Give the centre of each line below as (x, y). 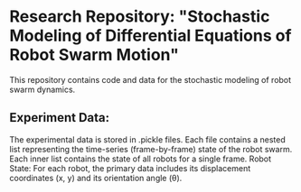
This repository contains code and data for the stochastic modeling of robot (150, 79)
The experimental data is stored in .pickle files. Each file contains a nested (148, 139)
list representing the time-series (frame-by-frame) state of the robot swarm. (151, 149)
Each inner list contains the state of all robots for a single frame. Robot (141, 159)
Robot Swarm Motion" (94, 55)
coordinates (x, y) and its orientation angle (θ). (96, 178)
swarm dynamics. (42, 89)
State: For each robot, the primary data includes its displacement (130, 168)
